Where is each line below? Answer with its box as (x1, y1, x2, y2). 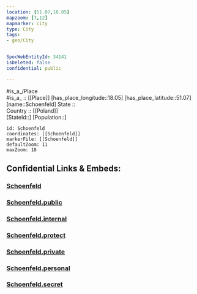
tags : (6, 32, 20, 38)
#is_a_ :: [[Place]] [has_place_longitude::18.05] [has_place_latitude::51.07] (6, 94, 191, 101)
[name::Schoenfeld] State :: (6, 100, 75, 108)
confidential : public (6, 65, 62, 71)
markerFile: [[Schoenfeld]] (6, 136, 78, 142)
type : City (6, 26, 34, 32)
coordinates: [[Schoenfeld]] (6, 130, 81, 137)
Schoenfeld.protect (6, 231, 66, 239)
